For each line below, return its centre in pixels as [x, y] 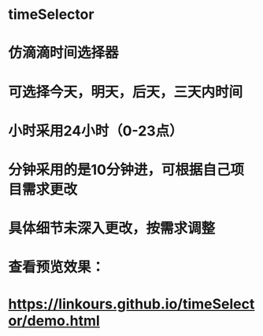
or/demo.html [54, 321]
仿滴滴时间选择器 [64, 53]
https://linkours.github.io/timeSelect [131, 304]
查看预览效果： [57, 267]
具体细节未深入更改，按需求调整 [112, 229]
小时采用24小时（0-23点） [96, 131]
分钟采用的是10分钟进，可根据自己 [119, 170]
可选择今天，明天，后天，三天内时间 [126, 92]
